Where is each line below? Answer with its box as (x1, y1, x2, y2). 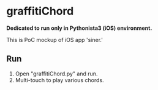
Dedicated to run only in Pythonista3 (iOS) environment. (6, 24, 152, 32)
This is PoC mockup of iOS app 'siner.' (6, 36, 103, 43)
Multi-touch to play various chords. (15, 76, 104, 83)
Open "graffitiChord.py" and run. (15, 70, 98, 77)
